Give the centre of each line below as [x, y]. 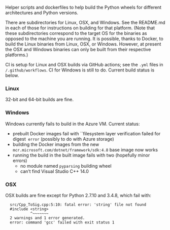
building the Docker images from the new [56, 144]
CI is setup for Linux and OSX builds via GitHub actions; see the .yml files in [84, 65]
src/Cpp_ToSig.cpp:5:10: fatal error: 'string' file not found [78, 205]
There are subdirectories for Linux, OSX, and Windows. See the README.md [86, 23]
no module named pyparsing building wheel [66, 166]
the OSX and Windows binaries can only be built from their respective [78, 49]
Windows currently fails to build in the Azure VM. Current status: [73, 124]
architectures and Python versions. [42, 13]
